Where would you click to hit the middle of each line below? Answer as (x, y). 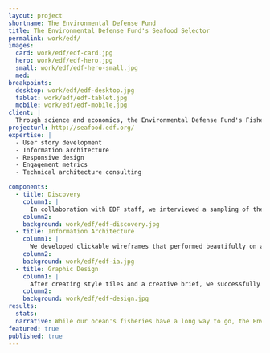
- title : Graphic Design (57, 269)
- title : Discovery (48, 194)
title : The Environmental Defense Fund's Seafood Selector (109, 30)
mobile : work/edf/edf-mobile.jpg (72, 105)
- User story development (59, 142)
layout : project (35, 16)
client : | (25, 113)
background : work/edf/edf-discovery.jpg (91, 224)
